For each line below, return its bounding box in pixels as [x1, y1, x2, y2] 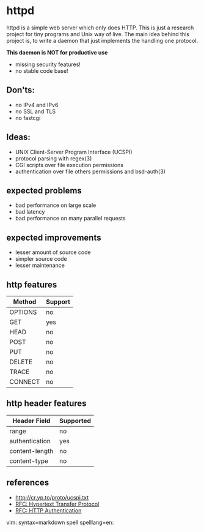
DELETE [9, 358, 32, 366]
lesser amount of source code [15, 249, 91, 256]
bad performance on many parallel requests [15, 215, 126, 222]
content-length [9, 446, 54, 455]
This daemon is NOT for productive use [6, 48, 108, 56]
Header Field [12, 416, 51, 425]
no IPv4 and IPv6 [15, 101, 59, 108]
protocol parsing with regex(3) [15, 154, 92, 162]
